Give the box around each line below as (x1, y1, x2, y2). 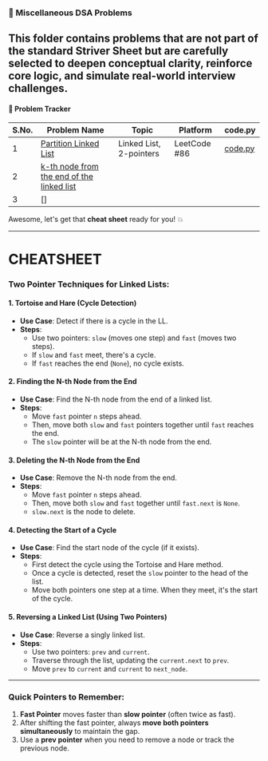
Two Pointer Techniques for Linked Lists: (8, 279, 170, 290)
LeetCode (174, 137, 211, 149)
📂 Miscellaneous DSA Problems (8, 7, 133, 18)
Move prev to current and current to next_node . (31, 664, 188, 673)
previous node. (19, 743, 69, 753)
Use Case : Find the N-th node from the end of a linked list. (19, 394, 213, 404)
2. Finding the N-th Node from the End (8, 377, 137, 386)
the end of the (41, 171, 94, 182)
